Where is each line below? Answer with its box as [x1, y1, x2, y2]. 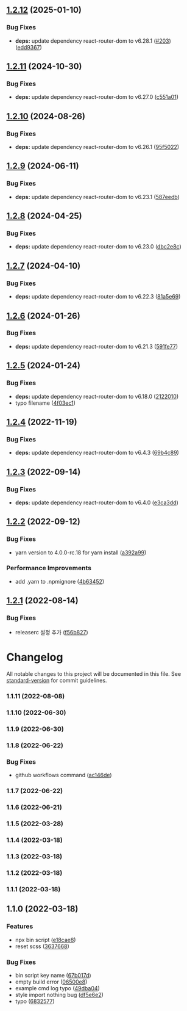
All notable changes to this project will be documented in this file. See [6, 670, 182, 678]
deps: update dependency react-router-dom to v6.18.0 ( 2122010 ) [15, 393, 178, 400]
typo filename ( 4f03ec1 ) [15, 399, 76, 407]
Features [6, 922, 34, 930]
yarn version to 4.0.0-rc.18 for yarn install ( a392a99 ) [15, 549, 147, 556]
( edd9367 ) [15, 43, 43, 51]
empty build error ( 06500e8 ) [15, 978, 88, 985]
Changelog [6, 650, 63, 664]
